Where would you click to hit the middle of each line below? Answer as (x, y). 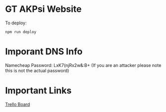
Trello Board (18, 104)
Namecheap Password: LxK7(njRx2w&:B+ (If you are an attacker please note (83, 65)
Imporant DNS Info (44, 52)
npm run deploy (21, 32)
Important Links (38, 91)
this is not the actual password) (37, 70)
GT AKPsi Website (43, 9)
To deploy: (16, 23)
